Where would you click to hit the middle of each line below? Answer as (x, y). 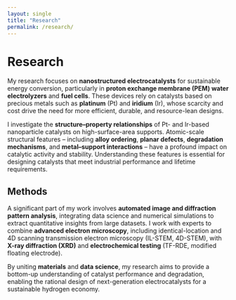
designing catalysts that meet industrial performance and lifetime (101, 162)
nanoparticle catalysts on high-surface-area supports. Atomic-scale (106, 132)
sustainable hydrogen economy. (54, 289)
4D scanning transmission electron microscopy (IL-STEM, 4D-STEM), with (115, 238)
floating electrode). (35, 253)
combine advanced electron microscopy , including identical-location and (114, 231)
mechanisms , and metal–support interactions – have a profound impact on (117, 147)
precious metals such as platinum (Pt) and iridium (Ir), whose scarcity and (115, 103)
